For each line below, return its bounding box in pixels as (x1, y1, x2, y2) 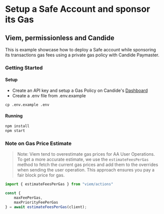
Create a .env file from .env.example (12, 93, 86, 99)
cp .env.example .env (5, 102, 50, 107)
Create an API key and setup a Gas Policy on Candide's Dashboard (12, 87, 148, 93)
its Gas (5, 14, 34, 25)
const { (5, 191, 21, 196)
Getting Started (5, 64, 43, 71)
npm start (5, 128, 26, 133)
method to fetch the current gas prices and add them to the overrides (17, 162, 159, 168)
